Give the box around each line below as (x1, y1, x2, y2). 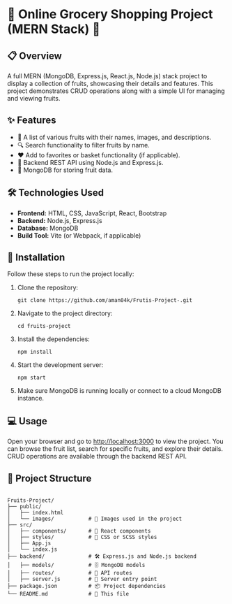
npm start (17, 374, 47, 382)
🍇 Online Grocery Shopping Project (7, 6, 213, 22)
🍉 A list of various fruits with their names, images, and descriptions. (17, 133, 212, 141)
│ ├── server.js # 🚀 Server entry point (7, 576, 157, 583)
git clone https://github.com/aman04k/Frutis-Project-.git (17, 297, 193, 304)
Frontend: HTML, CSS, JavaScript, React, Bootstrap (17, 209, 167, 217)
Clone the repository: (17, 283, 79, 292)
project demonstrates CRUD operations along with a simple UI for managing (7, 87, 225, 95)
